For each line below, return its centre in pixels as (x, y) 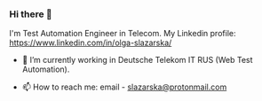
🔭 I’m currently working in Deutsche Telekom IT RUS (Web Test (137, 60)
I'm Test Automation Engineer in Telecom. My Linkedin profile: (123, 34)
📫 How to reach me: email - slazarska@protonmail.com (124, 87)
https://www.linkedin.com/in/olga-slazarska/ (91, 43)
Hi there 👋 (31, 14)
